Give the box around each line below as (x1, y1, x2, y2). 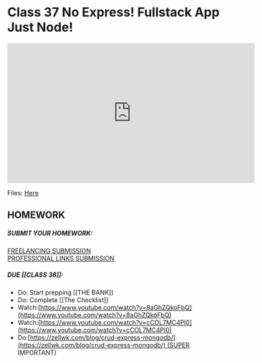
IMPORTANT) (17, 348, 57, 357)
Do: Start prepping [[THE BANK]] (17, 288, 114, 297)
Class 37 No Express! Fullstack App (7, 4, 220, 21)
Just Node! (7, 19, 73, 35)
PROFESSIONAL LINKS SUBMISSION (7, 254, 115, 263)
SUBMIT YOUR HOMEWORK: (7, 229, 93, 237)
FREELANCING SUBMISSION (7, 247, 92, 255)
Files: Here (7, 188, 39, 197)
